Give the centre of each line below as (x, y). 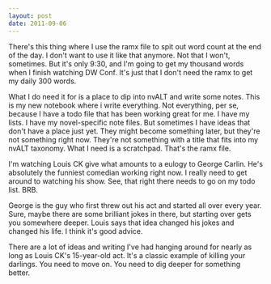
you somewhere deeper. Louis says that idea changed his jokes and (121, 223)
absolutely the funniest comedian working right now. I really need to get (128, 172)
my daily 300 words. (42, 81)
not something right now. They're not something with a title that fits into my (133, 139)
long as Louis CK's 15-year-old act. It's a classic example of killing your (127, 255)
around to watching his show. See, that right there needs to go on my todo (132, 181)
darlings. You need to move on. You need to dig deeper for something (125, 264)
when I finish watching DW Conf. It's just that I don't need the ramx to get (131, 72)
